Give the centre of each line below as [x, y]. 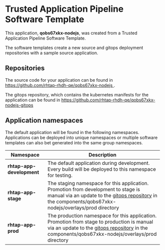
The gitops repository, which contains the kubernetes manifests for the [77, 94]
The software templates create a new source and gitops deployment [74, 47]
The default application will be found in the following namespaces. [72, 132]
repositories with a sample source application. [52, 53]
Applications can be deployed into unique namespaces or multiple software [82, 137]
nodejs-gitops [19, 105]
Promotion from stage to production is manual [100, 222]
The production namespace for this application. [102, 215]
